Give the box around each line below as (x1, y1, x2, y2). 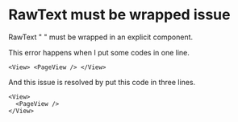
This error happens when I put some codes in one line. (8, 47, 190, 57)
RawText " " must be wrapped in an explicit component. (8, 32, 194, 42)
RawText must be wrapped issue (8, 6, 231, 24)
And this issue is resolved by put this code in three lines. (8, 77, 196, 87)
